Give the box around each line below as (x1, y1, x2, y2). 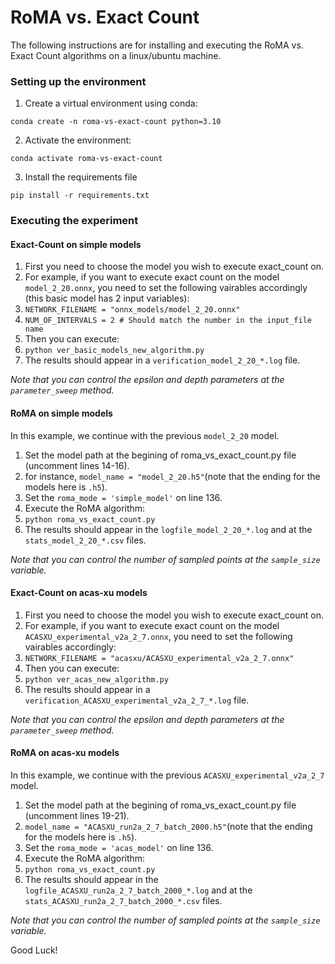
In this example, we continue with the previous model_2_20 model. (10, 429, 280, 441)
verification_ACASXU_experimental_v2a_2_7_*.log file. (24, 694, 250, 706)
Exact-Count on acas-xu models (10, 587, 148, 599)
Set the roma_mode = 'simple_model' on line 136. (24, 491, 223, 503)
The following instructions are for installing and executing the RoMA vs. (10, 39, 304, 51)
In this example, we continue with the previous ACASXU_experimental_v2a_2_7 (10, 769, 325, 781)
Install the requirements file (24, 171, 138, 183)
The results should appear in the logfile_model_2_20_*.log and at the (24, 523, 313, 535)
